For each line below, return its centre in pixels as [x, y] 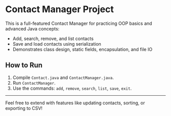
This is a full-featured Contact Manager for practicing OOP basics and [79, 23]
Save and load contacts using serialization [57, 44]
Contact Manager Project [60, 9]
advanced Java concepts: [32, 28]
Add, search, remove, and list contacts [53, 38]
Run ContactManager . [34, 83]
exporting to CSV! [24, 108]
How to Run [24, 65]
